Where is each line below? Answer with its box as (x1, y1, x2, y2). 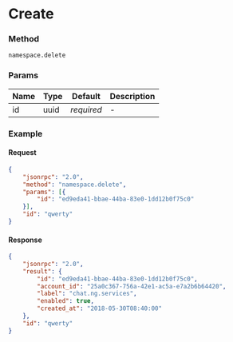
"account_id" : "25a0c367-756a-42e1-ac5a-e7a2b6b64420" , (37, 282, 227, 290)
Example (8, 128, 43, 139)
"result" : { (22, 267, 62, 276)
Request (8, 148, 38, 157)
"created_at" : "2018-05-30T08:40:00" (37, 304, 162, 312)
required (70, 104, 102, 115)
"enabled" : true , (37, 297, 94, 305)
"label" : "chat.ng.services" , (37, 289, 137, 298)
